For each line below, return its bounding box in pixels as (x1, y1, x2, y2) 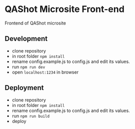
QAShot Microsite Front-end (5, 3, 125, 15)
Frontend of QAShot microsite (5, 20, 66, 26)
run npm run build (12, 112, 50, 118)
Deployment (5, 83, 44, 92)
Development (5, 34, 48, 43)
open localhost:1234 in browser (12, 69, 79, 75)
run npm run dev (12, 63, 46, 69)
